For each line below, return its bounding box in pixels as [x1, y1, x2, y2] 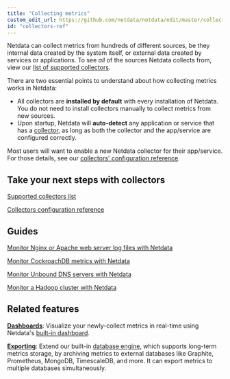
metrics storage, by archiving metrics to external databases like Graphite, [7, 349, 214, 357]
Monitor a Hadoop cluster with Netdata [7, 284, 117, 291]
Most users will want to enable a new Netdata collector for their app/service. [7, 147, 223, 155]
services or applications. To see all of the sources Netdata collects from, [7, 56, 212, 64]
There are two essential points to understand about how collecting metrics [7, 77, 217, 85]
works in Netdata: [7, 84, 57, 93]
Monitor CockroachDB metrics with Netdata [7, 257, 130, 265]
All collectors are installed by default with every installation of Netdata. [16, 97, 219, 106]
